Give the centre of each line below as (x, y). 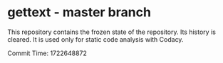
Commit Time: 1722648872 (47, 53)
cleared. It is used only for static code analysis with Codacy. (95, 39)
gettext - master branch (79, 12)
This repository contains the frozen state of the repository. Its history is (111, 32)
